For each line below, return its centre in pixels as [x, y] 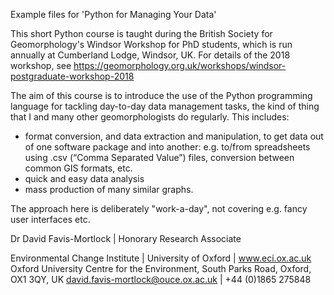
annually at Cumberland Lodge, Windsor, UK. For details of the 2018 [150, 55]
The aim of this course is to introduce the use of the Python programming [161, 95]
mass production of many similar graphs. [109, 189]
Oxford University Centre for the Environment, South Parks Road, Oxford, [161, 268]
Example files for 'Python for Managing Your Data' [113, 14]
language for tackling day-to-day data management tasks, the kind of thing [165, 106]
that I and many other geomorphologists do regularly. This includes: [150, 117]
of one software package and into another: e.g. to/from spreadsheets [167, 147]
